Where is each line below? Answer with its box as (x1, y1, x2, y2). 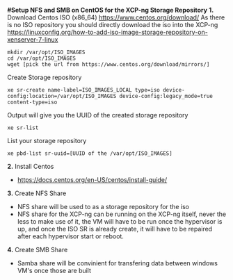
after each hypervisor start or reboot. (17, 232, 124, 240)
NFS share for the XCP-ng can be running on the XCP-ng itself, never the (17, 210, 227, 218)
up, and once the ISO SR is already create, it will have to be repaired (17, 225, 213, 233)
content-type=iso (7, 99, 58, 106)
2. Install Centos (7, 163, 54, 170)
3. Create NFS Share (7, 189, 67, 197)
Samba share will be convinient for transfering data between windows (17, 259, 218, 267)
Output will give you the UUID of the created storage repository (7, 111, 188, 119)
